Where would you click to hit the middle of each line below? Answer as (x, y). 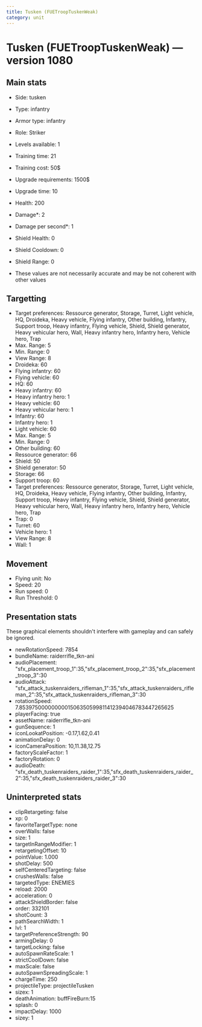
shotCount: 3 (31, 914)
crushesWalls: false (39, 876)
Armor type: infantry (40, 121)
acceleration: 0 (33, 895)
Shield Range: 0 (35, 262)
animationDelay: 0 (37, 739)
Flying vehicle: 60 (37, 378)
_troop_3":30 (31, 675)
